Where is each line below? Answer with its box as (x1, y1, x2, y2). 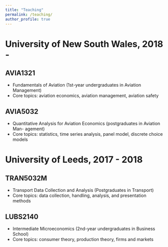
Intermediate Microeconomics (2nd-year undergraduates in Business (12, 226, 155, 231)
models (12, 136, 28, 143)
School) (12, 231, 29, 237)
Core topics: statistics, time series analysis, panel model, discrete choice (12, 131, 163, 137)
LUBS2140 (5, 212, 39, 221)
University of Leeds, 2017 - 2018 (5, 154, 143, 165)
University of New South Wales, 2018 (5, 38, 163, 50)
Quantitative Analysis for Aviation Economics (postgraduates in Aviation (12, 121, 160, 127)
